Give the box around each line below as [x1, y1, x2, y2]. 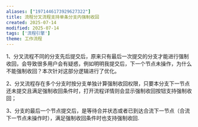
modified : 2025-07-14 [6, 25, 60, 31]
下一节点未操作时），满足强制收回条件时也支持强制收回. [6, 115, 140, 121]
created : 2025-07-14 [6, 19, 57, 25]
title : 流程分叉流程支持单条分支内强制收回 [6, 14, 100, 20]
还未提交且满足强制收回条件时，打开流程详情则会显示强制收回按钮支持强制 [6, 88, 187, 94]
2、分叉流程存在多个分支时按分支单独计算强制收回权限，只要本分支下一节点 [6, 80, 190, 87]
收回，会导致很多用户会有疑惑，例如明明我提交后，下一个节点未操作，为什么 [6, 60, 192, 67]
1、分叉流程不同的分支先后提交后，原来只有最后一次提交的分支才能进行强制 [6, 53, 189, 59]
